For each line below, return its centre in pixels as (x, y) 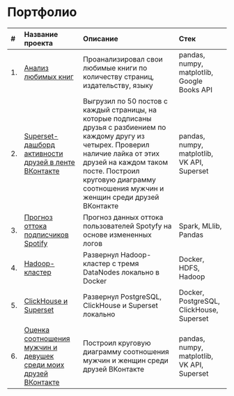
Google (191, 81)
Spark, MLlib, (200, 226)
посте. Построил (111, 170)
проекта (39, 43)
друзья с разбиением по (125, 127)
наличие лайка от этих (122, 153)
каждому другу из (114, 135)
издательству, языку (118, 85)
